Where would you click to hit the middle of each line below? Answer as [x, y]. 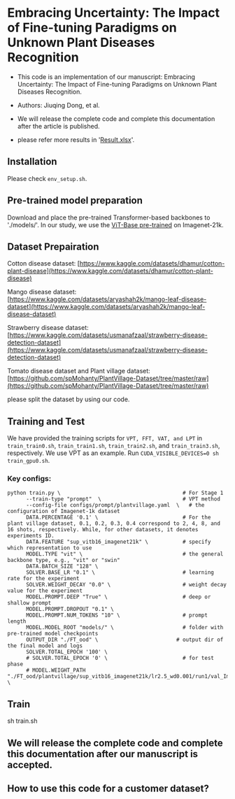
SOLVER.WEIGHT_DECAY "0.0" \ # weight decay [126, 585]
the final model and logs [45, 646]
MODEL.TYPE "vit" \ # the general [124, 554]
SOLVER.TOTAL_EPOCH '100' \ [67, 652]
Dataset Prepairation [53, 246]
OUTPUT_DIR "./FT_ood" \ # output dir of [124, 640]
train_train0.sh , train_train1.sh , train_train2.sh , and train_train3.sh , [114, 446]
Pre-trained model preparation [75, 201]
